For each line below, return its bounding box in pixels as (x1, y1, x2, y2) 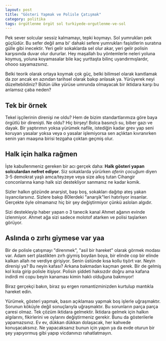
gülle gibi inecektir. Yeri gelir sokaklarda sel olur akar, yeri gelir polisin (5, 45, 148, 51)
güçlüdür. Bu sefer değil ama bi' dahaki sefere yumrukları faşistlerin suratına (5, 40, 162, 46)
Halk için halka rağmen (5, 150, 78, 158)
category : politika (5, 16, 46, 21)
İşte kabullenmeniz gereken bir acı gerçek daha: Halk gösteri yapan (5, 163, 145, 169)
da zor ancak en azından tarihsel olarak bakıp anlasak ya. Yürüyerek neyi (5, 76, 155, 82)
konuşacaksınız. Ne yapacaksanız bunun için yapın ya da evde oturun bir (5, 325, 155, 331)
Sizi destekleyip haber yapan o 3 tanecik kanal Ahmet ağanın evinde (5, 209, 146, 215)
